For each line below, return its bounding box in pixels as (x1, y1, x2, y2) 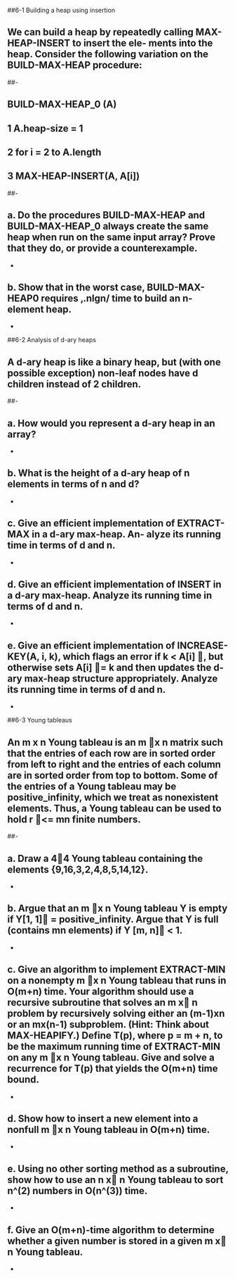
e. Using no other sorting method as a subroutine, (7, 1163, 229, 1174)
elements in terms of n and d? (7, 478, 140, 490)
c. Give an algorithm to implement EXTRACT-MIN (7, 964, 226, 976)
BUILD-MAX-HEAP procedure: (7, 59, 142, 71)
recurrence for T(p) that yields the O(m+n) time (7, 1063, 219, 1075)
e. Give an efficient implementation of (7, 639, 175, 651)
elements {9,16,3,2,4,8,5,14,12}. (7, 863, 149, 875)
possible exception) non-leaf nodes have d (7, 367, 199, 379)
